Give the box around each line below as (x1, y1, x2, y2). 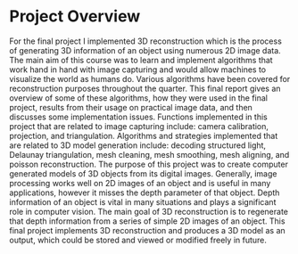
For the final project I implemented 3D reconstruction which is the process (9, 36, 283, 46)
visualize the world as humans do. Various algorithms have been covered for (9, 73, 291, 84)
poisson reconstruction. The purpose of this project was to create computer (9, 159, 288, 169)
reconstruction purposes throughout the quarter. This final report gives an (9, 83, 281, 94)
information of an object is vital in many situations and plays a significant (9, 196, 277, 207)
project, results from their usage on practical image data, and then (9, 102, 252, 112)
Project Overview (9, 6, 141, 27)
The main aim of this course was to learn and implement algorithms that (9, 54, 274, 65)
